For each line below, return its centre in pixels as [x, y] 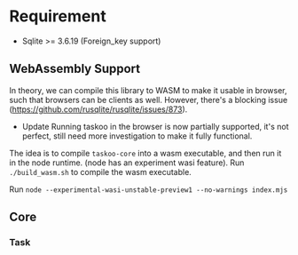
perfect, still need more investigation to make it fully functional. [137, 136]
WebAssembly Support [75, 69]
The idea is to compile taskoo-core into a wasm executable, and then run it [145, 153]
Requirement [58, 16]
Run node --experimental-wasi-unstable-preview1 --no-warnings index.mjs [149, 189]
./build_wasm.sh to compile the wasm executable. [101, 171]
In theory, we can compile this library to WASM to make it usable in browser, [148, 90]
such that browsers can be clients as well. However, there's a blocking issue [149, 100]
